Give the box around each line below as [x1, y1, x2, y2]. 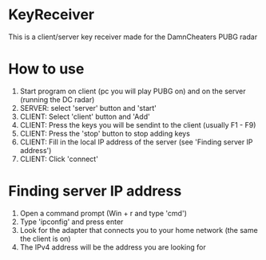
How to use [8, 60, 85, 78]
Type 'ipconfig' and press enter [19, 217, 124, 227]
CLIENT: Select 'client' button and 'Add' [19, 112, 150, 121]
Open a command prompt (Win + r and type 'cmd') [19, 208, 188, 218]
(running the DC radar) [19, 94, 95, 104]
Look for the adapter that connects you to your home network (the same [19, 225, 258, 234]
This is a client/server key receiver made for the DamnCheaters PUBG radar [8, 32, 258, 41]
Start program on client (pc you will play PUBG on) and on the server [19, 86, 246, 96]
